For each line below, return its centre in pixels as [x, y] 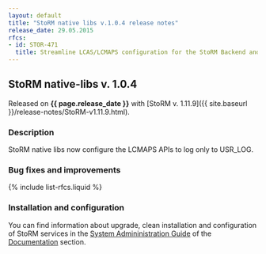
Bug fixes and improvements [65, 170]
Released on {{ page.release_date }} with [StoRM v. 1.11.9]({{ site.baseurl [128, 103]
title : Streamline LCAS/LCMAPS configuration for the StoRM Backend [131, 52]
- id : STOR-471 [33, 45]
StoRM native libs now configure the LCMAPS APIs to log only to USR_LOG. [131, 150]
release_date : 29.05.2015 [51, 30]
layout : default [35, 15]
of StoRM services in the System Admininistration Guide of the [110, 233]
